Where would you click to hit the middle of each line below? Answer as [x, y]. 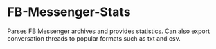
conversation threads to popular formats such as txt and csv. [94, 38]
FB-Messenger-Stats [69, 12]
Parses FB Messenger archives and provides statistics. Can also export [109, 31]
